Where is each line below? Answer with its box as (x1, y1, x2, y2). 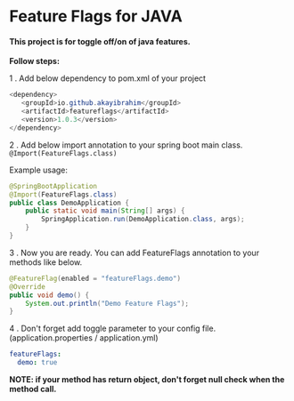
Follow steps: (9, 56, 61, 67)
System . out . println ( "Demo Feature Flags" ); (25, 299, 190, 308)
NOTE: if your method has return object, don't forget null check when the (9, 374, 285, 385)
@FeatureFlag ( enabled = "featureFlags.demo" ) (9, 274, 181, 283)
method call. (9, 384, 57, 395)
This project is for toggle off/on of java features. (9, 36, 191, 46)
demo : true (17, 358, 58, 367)
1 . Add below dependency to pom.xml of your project (9, 73, 207, 84)
